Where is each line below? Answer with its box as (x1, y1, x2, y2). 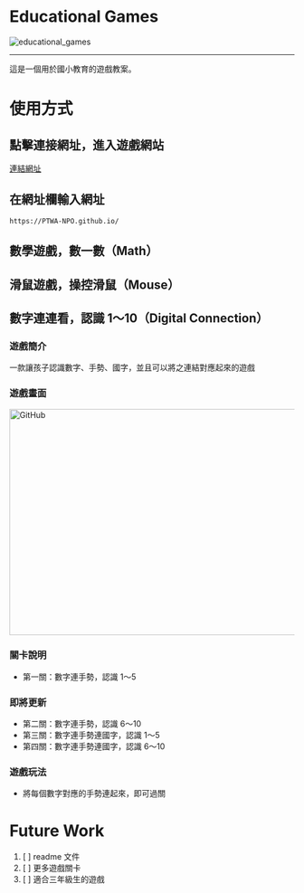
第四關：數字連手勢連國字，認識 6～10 (22, 741, 166, 752)
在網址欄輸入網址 (9, 192, 105, 207)
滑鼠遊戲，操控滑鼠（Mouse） (9, 277, 180, 292)
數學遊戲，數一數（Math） (9, 243, 158, 259)
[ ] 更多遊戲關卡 (22, 862, 81, 874)
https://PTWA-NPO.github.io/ (9, 216, 119, 225)
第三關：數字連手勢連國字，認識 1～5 (22, 730, 160, 741)
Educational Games (9, 6, 159, 27)
